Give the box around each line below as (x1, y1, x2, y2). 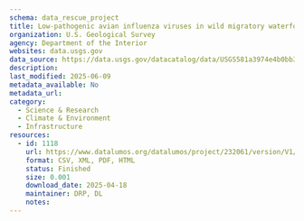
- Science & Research (17, 106, 100, 115)
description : (9, 64, 59, 73)
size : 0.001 (25, 172, 71, 181)
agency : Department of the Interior (9, 38, 147, 48)
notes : (25, 198, 51, 207)
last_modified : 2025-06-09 (9, 72, 111, 81)
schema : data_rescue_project (9, 13, 119, 23)
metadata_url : (9, 88, 63, 97)
